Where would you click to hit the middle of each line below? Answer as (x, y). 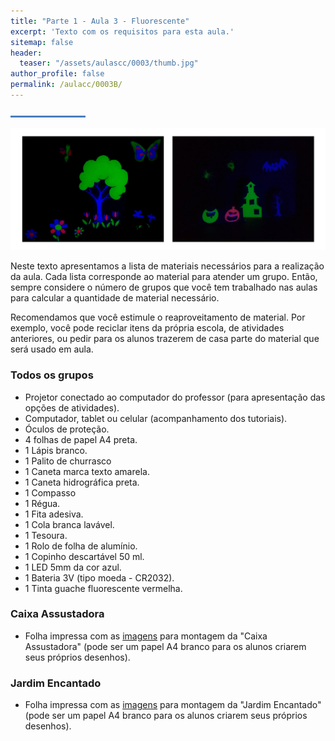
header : (26, 53)
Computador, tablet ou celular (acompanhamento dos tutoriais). (156, 418)
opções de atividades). (72, 407)
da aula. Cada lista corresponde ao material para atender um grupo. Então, (164, 277)
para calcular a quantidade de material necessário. (115, 298)
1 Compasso (50, 492)
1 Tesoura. (46, 535)
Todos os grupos (52, 375)
